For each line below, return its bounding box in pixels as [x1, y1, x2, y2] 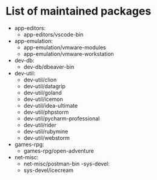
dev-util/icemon [23, 95, 63, 103]
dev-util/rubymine [23, 128, 68, 135]
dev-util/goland [23, 89, 62, 96]
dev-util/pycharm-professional [23, 114, 100, 122]
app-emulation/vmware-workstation [23, 50, 115, 57]
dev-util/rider [23, 121, 57, 128]
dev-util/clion [23, 76, 57, 83]
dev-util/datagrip [23, 82, 66, 89]
